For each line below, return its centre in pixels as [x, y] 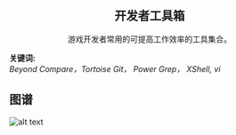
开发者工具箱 [150, 16]
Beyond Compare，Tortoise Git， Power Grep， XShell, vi [115, 68]
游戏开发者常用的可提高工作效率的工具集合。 [150, 39]
